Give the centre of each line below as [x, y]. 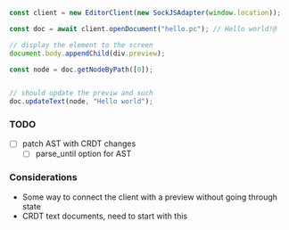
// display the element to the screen [81, 45]
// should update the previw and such [81, 94]
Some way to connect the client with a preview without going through [150, 197]
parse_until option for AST [83, 154]
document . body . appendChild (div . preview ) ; [87, 53]
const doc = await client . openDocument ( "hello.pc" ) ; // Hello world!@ [143, 29]
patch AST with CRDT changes [79, 144]
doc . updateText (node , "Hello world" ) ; [81, 102]
